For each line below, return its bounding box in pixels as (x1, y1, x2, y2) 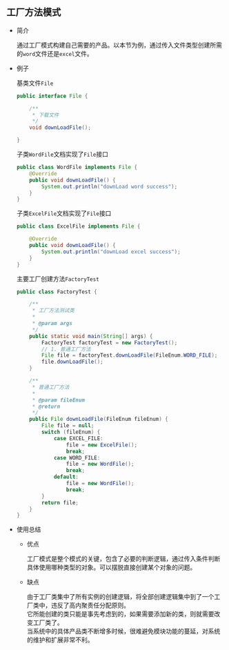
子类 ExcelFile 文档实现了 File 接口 (16, 209, 112, 217)
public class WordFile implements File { (16, 164, 138, 171)
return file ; (41, 499, 79, 506)
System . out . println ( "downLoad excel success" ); (41, 248, 181, 255)
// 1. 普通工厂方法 (41, 346, 91, 353)
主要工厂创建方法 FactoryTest (16, 275, 99, 283)
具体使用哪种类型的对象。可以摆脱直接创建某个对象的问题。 (26, 563, 197, 571)
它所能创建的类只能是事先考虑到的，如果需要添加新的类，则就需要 (26, 610, 215, 618)
